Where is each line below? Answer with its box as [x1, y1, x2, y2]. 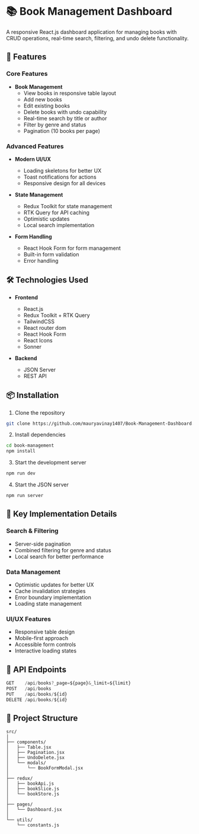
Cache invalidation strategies [14, 587, 86, 594]
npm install [6, 448, 36, 454]
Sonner [23, 343, 41, 350]
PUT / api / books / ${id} [6, 691, 68, 697]
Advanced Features [6, 142, 64, 150]
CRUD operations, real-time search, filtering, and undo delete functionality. [6, 34, 189, 42]
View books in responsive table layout [23, 90, 117, 97]
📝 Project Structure [6, 713, 78, 723]
